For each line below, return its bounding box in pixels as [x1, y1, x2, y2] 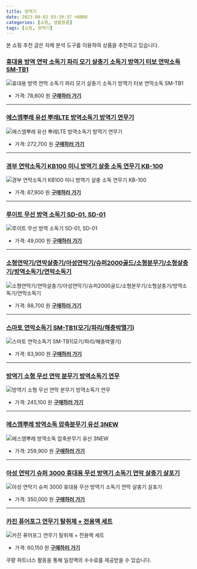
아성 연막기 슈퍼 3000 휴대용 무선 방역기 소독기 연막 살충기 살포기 [6, 469, 180, 477]
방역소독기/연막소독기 [13, 268, 72, 276]
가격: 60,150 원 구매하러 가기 [14, 544, 80, 551]
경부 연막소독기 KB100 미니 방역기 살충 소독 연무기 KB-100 [6, 162, 164, 170]
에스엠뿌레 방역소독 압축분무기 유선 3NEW [6, 420, 119, 428]
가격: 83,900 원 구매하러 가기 [14, 350, 82, 357]
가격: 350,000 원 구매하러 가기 [14, 496, 85, 503]
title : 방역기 [6, 8, 37, 15]
